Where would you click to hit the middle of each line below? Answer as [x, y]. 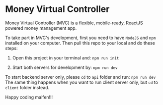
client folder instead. [27, 87]
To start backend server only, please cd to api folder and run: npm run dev [81, 77]
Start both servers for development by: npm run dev [65, 67]
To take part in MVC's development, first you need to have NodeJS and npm [81, 38]
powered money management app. [41, 28]
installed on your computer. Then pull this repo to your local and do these [80, 43]
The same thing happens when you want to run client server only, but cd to [81, 82]
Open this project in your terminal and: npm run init [66, 57]
